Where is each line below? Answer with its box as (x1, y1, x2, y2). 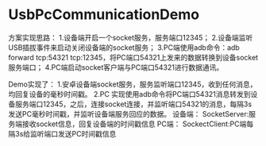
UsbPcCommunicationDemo (8, 6, 200, 24)
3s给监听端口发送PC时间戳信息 (14, 129, 117, 138)
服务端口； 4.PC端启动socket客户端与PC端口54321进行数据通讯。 (8, 62, 224, 72)
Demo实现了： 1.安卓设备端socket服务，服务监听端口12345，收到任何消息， (8, 79, 257, 89)
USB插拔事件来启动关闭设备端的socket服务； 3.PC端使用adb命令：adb (8, 42, 240, 52)
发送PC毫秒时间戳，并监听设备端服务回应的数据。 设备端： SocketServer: (8, 109, 249, 118)
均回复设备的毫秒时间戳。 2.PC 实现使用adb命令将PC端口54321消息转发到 (8, 89, 252, 98)
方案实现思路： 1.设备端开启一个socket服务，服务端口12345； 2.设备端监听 (8, 33, 253, 42)
